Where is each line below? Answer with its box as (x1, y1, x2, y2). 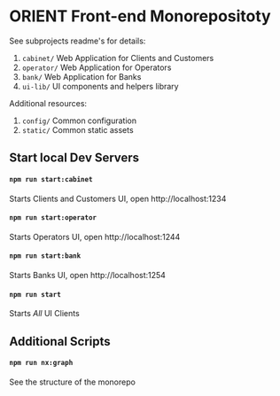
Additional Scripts (9, 334, 111, 349)
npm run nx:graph (9, 359, 74, 368)
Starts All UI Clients (9, 308, 80, 319)
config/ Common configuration (21, 115, 137, 126)
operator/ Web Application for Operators (21, 62, 172, 73)
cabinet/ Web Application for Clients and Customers (21, 52, 214, 63)
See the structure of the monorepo (9, 377, 136, 387)
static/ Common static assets (21, 124, 135, 135)
